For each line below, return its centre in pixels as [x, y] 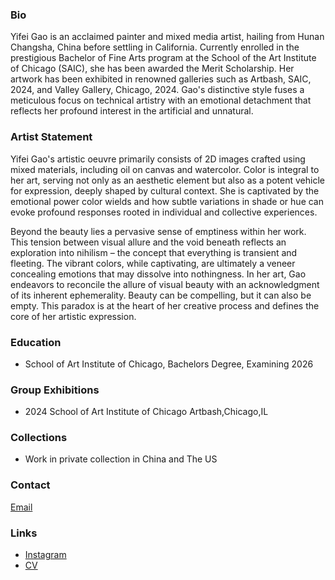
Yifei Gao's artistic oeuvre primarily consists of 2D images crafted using [158, 159]
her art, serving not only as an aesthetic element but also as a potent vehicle [167, 180]
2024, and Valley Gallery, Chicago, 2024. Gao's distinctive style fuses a [157, 90]
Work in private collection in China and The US [121, 459]
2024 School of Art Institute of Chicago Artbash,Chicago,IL [146, 412]
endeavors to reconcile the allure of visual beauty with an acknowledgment [165, 284]
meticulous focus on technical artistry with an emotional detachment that [161, 100]
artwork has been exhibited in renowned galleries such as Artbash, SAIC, [161, 79]
